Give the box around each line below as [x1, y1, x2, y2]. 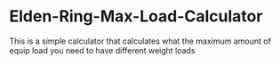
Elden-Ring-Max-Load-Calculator [9, 6, 263, 27]
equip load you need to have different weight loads [9, 45, 196, 55]
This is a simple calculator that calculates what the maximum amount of [9, 36, 271, 46]
